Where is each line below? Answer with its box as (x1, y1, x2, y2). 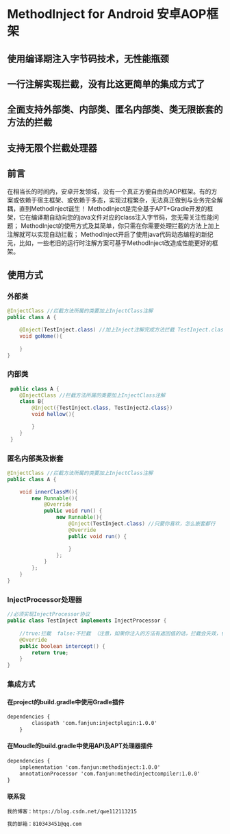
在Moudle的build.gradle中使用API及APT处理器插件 (7, 742, 153, 750)
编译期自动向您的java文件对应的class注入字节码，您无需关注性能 (30, 213, 214, 221)
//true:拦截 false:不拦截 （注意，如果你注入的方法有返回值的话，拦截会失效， (19, 629, 221, 637)
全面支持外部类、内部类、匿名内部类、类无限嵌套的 (7, 104, 223, 115)
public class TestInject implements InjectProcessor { (7, 617, 167, 625)
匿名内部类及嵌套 (7, 454, 64, 463)
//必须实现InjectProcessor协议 (7, 611, 90, 618)
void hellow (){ (31, 411, 75, 418)
